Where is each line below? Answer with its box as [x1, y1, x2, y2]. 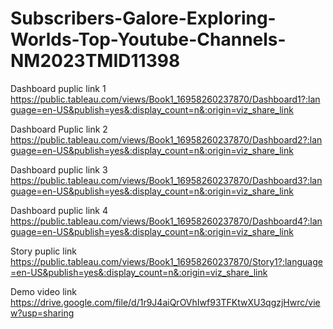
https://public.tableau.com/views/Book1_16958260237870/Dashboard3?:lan [10, 174, 323, 186]
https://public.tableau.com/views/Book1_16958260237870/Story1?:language [10, 255, 323, 267]
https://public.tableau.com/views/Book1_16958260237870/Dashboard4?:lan [10, 215, 323, 227]
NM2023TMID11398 [10, 50, 181, 72]
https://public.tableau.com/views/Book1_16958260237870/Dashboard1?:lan [10, 93, 321, 105]
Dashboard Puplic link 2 [10, 123, 108, 135]
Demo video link [10, 285, 77, 297]
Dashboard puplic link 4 [10, 204, 109, 216]
